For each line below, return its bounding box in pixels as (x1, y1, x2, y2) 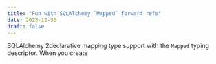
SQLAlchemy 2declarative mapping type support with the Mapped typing (7, 42, 210, 50)
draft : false (7, 23, 45, 30)
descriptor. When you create (7, 49, 88, 57)
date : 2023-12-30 (7, 17, 57, 23)
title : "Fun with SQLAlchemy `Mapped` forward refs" (7, 10, 162, 17)
